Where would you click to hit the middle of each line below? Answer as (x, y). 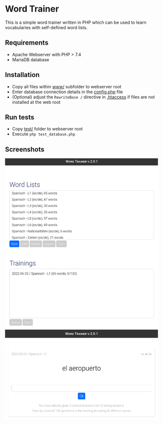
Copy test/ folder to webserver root (47, 129)
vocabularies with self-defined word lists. (46, 27)
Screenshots (25, 149)
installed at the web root (36, 102)
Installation (22, 75)
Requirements (27, 43)
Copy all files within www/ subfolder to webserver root (67, 86)
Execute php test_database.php (43, 134)
